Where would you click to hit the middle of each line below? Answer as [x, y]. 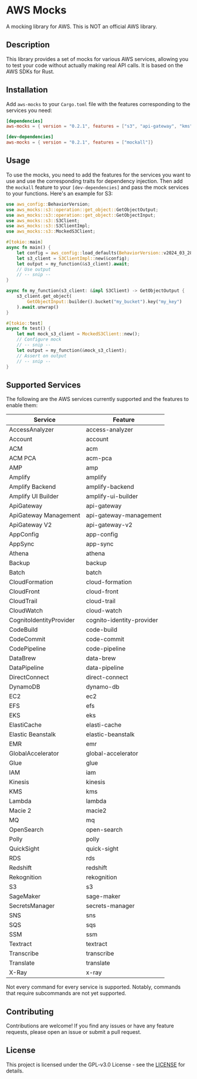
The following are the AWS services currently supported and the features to [98, 399]
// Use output [34, 269]
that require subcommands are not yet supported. [66, 993]
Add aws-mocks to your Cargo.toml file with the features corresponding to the [98, 104]
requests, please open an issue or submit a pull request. [74, 1032]
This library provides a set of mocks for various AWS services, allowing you [97, 59]
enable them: [22, 406]
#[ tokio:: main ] [25, 242]
